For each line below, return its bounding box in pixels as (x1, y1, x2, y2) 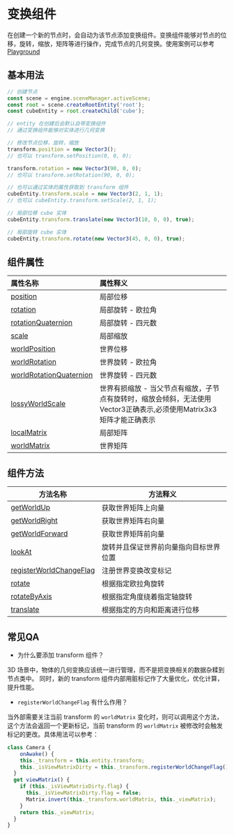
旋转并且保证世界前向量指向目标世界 (101, 542, 221, 552)
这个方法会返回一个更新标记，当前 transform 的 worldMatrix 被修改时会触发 (7, 721, 223, 730)
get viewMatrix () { (13, 776, 70, 783)
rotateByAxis (10, 592, 52, 601)
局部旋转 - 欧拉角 (100, 305, 157, 315)
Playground (7, 47, 40, 56)
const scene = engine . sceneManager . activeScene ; (7, 95, 151, 102)
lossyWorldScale (10, 399, 66, 409)
